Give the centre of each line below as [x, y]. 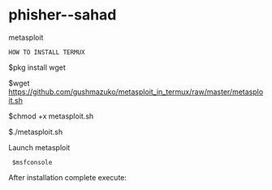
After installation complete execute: [68, 177]
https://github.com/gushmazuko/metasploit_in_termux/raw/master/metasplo [136, 92]
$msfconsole [32, 162]
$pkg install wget [37, 67]
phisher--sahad [63, 15]
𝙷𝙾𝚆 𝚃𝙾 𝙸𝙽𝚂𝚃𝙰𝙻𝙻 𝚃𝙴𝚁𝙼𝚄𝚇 [47, 52]
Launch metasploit [39, 147]
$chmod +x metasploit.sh [51, 116]
